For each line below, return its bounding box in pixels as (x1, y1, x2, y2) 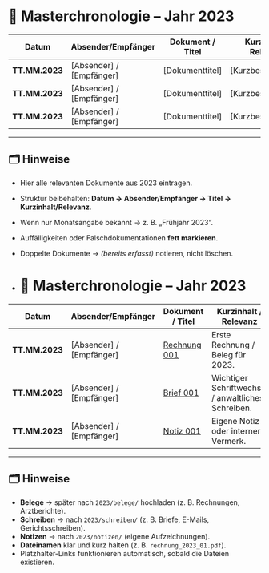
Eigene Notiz (211, 415, 260, 426)
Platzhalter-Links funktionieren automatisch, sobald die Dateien (19, 548, 230, 558)
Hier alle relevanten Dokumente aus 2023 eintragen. (19, 178, 193, 188)
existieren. (19, 557, 54, 567)
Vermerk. (211, 435, 247, 446)
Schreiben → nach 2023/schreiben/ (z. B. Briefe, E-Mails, (19, 514, 210, 524)
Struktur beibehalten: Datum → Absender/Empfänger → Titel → (19, 193, 232, 203)
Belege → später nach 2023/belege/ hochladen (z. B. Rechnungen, (19, 497, 240, 507)
